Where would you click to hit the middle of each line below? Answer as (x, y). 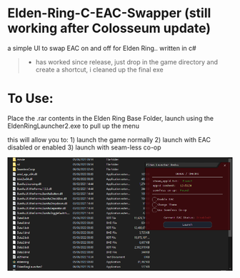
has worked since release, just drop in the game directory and (127, 61)
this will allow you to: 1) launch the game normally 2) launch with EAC (109, 139)
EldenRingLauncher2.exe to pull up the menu (74, 126)
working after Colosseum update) (109, 28)
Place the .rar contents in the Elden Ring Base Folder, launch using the (111, 118)
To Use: (30, 99)
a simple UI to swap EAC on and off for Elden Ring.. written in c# (102, 48)
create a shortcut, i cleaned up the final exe (99, 69)
